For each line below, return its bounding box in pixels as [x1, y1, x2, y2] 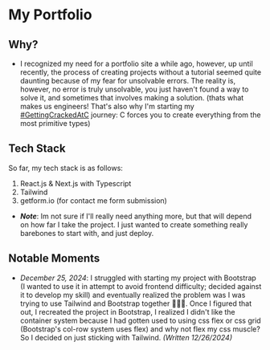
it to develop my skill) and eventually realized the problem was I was [19, 290, 246, 299]
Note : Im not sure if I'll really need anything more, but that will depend [19, 211, 252, 221]
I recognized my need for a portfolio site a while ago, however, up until [19, 59, 253, 68]
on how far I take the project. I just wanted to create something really [19, 219, 248, 230]
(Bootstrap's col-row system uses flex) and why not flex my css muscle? [19, 324, 261, 334]
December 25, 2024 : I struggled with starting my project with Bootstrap [19, 273, 257, 283]
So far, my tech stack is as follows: [8, 163, 123, 173]
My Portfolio [8, 6, 92, 24]
